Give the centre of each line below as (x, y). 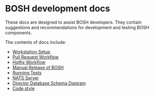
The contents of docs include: (36, 42)
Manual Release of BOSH (38, 67)
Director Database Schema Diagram (49, 83)
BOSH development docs (58, 9)
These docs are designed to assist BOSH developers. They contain (74, 22)
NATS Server (26, 78)
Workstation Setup (31, 52)
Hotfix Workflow (29, 62)
